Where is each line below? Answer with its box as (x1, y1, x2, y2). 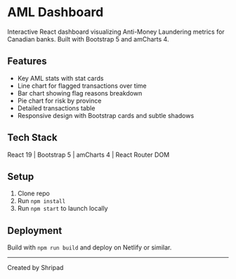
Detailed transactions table (17, 103, 96, 112)
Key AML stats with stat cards (17, 74, 104, 82)
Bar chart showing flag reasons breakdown (17, 89, 143, 97)
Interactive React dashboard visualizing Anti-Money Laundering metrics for (7, 27, 225, 36)
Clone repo (17, 189, 51, 197)
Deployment (7, 224, 63, 236)
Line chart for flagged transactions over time (17, 82, 147, 90)
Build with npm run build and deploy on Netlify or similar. (7, 243, 172, 252)
